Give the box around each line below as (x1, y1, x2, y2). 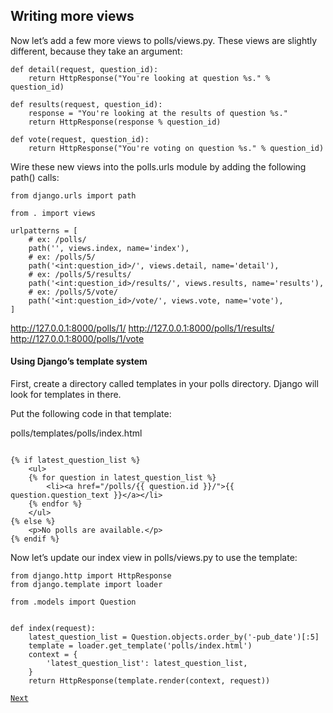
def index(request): (10, 624, 97, 634)
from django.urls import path (10, 190, 137, 201)
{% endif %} (10, 534, 60, 544)
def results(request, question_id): (10, 99, 163, 109)
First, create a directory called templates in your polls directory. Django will (10, 378, 319, 390)
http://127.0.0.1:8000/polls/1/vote (10, 332, 145, 344)
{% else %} (10, 517, 56, 527)
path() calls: (10, 171, 60, 183)
